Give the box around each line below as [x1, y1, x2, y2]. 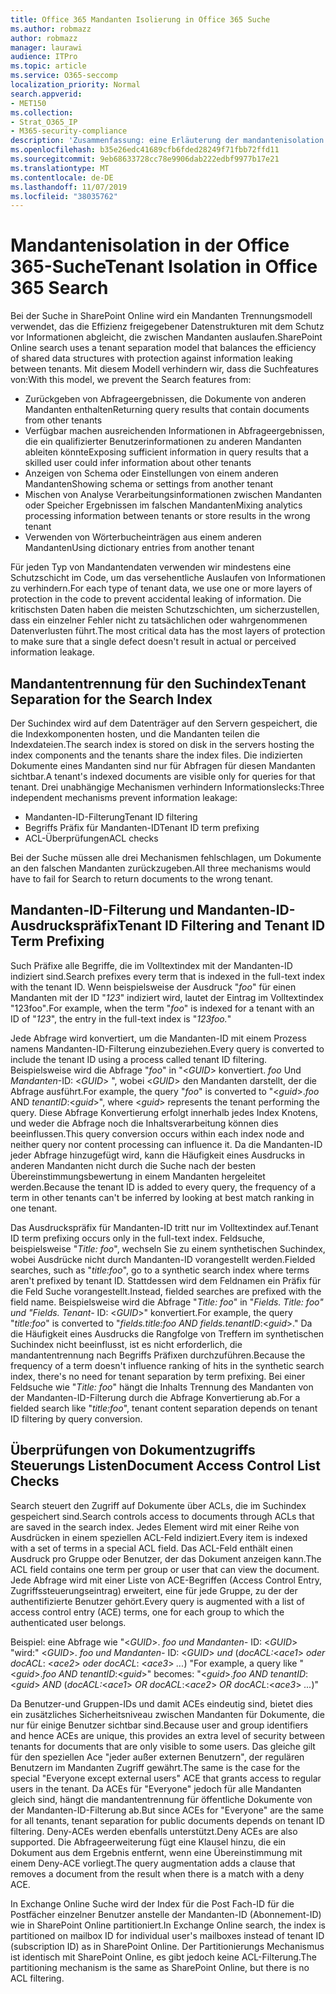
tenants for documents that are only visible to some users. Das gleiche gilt [10, 1740, 316, 1752]
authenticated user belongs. [10, 1616, 127, 1628]
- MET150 [10, 98, 47, 108]
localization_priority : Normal [10, 80, 141, 90]
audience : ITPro [10, 52, 78, 62]
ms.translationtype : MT [10, 163, 110, 173]
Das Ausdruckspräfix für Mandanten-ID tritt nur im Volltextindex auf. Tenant [10, 1221, 319, 1233]
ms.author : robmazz [10, 24, 92, 34]
